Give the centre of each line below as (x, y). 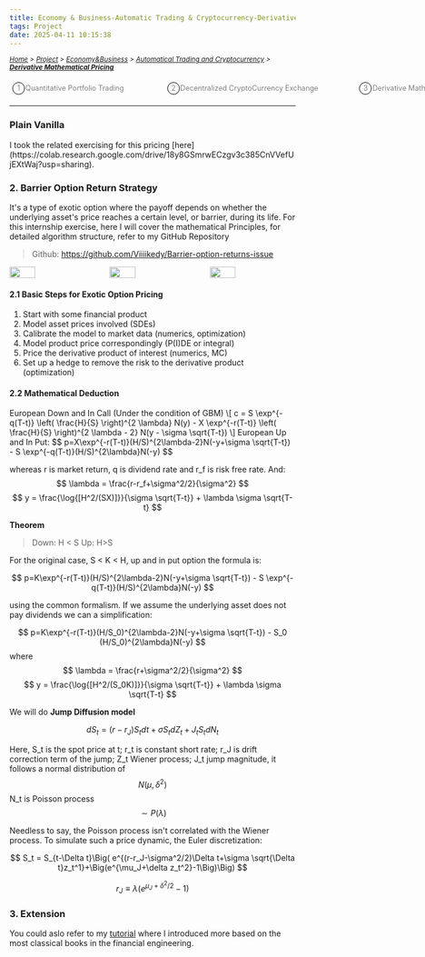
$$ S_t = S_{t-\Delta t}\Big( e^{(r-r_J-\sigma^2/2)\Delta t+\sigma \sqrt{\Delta (153, 857)
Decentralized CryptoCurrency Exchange (249, 89)
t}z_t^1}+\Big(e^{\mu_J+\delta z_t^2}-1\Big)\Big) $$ (153, 867)
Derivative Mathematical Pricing (62, 68)
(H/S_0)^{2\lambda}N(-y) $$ (153, 643)
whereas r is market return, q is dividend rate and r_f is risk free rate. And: (148, 470)
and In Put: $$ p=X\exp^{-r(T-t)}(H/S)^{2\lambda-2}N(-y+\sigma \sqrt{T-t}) (150, 443)
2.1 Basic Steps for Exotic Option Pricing (86, 294)
